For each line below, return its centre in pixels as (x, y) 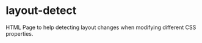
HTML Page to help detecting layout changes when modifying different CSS (101, 27)
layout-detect (41, 11)
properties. (20, 33)
